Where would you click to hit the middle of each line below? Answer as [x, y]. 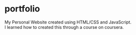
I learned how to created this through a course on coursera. [64, 27]
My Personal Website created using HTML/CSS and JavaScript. [68, 22]
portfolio [22, 9]
